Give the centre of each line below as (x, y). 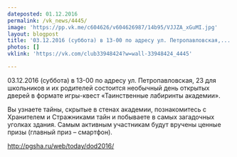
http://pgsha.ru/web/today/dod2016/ (61, 146)
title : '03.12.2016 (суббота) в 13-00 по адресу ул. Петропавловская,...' (121, 41)
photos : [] (23, 47)
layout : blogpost (33, 34)
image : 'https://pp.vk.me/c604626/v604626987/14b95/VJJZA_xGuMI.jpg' (113, 27)
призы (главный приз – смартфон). (60, 132)
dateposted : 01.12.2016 (43, 14)
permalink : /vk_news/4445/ (47, 21)
